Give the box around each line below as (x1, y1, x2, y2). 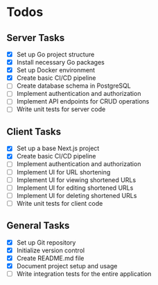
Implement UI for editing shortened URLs (16, 184, 134, 192)
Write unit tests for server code (16, 105, 106, 113)
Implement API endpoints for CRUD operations (16, 97, 150, 106)
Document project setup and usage (16, 261, 118, 270)
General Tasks (6, 220, 70, 231)
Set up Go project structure (16, 50, 95, 58)
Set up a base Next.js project (16, 144, 100, 153)
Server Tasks (6, 32, 65, 44)
